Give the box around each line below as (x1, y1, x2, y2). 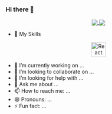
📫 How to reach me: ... (14, 87, 71, 95)
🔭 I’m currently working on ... (14, 62, 84, 69)
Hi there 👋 (5, 5, 35, 14)
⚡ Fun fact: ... (14, 103, 47, 110)
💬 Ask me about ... (14, 81, 59, 88)
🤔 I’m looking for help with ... (14, 74, 84, 82)
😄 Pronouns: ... (14, 96, 52, 103)
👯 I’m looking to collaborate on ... (14, 68, 94, 76)
